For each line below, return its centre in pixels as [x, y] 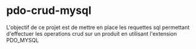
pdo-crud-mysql [49, 11]
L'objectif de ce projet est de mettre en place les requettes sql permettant [98, 27]
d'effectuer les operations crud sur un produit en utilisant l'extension [92, 33]
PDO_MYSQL [23, 40]
